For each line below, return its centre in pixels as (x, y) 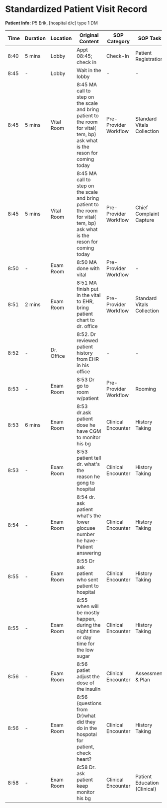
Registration (149, 59)
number (85, 534)
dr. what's (88, 464)
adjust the (88, 676)
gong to (85, 483)
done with (88, 268)
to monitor (88, 437)
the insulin (88, 689)
